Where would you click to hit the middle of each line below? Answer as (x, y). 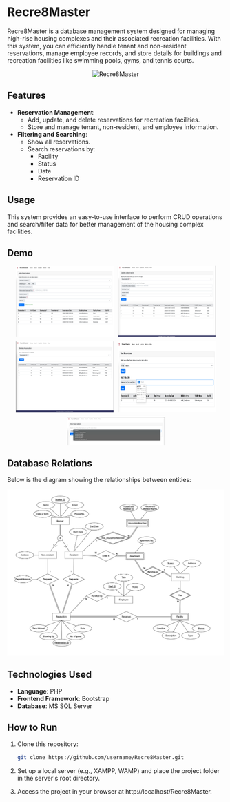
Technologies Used (49, 675)
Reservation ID (59, 178)
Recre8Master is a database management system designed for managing (111, 31)
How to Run (32, 727)
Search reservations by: (61, 149)
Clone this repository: (48, 744)
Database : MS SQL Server (55, 706)
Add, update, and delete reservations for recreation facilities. (114, 120)
